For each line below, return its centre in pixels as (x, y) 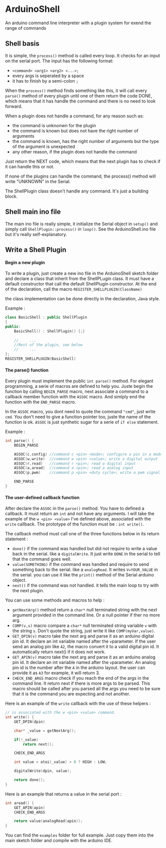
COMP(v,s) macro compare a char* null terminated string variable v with (84, 626)
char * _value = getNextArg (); (45, 731)
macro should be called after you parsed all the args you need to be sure (86, 689)
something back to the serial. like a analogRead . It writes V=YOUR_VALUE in (85, 569)
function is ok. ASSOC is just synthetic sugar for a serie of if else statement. (82, 422)
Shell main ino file (33, 212)
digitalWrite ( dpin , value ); (43, 771)
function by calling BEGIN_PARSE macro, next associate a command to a (77, 391)
